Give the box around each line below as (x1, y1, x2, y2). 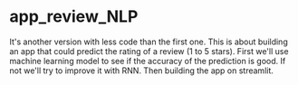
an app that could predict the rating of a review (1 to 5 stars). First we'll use (9, 45, 289, 56)
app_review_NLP (9, 6, 139, 27)
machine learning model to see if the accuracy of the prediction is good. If (9, 55, 286, 66)
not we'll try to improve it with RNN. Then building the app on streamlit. (9, 65, 274, 76)
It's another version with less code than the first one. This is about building (9, 36, 288, 47)
